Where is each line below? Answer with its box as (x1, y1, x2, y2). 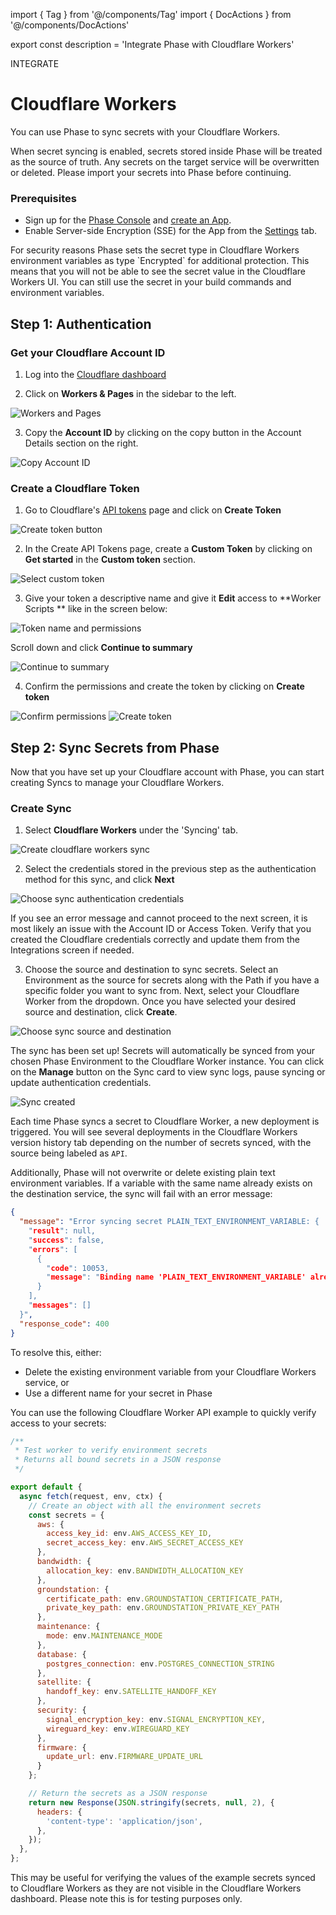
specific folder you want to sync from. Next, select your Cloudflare (24, 985, 300, 997)
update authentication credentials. (10, 1077, 152, 1089)
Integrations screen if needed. (10, 944, 135, 956)
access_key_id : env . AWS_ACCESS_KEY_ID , (46, 1529, 213, 1539)
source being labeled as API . (10, 1147, 128, 1159)
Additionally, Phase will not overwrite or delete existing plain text (10, 1167, 276, 1179)
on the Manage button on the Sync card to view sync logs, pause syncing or (10, 1066, 326, 1078)
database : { (36, 1649, 87, 1659)
